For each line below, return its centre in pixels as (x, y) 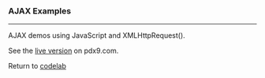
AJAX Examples (40, 11)
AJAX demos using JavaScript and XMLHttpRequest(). (97, 35)
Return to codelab (37, 66)
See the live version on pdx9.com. (63, 51)
